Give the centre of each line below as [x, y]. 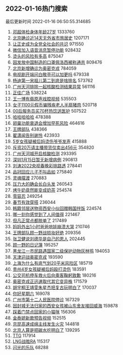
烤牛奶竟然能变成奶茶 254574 [42, 190]
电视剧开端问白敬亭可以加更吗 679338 [51, 74]
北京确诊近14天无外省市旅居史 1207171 [51, 37]
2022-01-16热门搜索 [36, 9]
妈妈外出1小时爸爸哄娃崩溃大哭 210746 [51, 226]
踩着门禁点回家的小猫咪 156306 [44, 312]
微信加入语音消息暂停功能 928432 [47, 50]
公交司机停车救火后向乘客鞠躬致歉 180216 [54, 275]
